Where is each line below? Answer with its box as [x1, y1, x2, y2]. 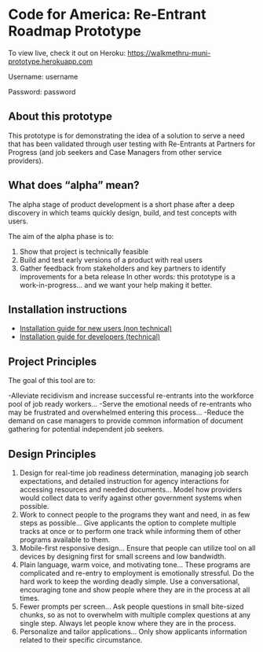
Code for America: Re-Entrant [8, 6, 206, 24]
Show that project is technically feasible [19, 246, 149, 256]
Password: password [8, 87, 76, 96]
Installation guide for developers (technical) [19, 332, 161, 341]
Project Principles [8, 355, 97, 368]
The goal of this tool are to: [8, 376, 96, 385]
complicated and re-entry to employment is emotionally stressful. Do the [19, 569, 254, 577]
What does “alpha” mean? [8, 179, 140, 192]
